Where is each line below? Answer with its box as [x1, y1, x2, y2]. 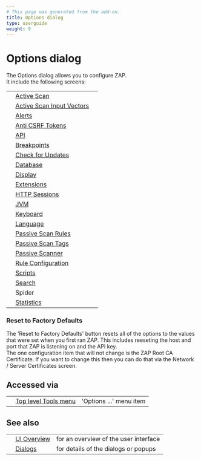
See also [6, 417, 39, 428]
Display [15, 171, 37, 179]
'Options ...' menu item [81, 397, 146, 405]
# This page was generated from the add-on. [6, 8, 120, 15]
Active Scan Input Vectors [15, 102, 90, 110]
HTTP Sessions [15, 190, 59, 198]
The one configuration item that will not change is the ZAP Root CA [6, 349, 174, 357]
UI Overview [15, 435, 51, 443]
